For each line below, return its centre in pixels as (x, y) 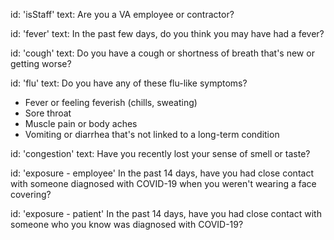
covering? (31, 194)
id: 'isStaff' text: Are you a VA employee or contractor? (122, 14)
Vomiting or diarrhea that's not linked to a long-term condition (152, 134)
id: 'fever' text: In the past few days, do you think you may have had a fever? (167, 33)
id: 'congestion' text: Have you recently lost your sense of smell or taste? (160, 153)
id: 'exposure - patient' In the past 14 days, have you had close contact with (166, 213)
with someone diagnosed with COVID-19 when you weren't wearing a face (163, 183)
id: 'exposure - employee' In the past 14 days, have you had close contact (162, 173)
